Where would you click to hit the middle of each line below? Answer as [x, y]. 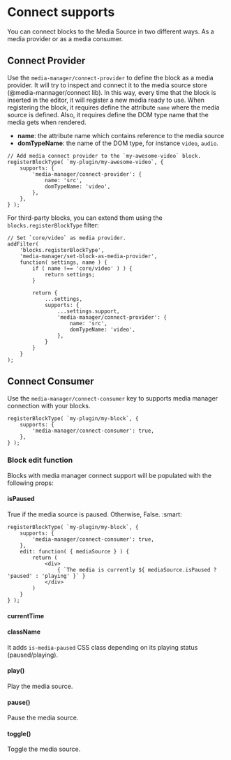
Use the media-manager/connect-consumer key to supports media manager [113, 398]
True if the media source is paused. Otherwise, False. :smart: [95, 514]
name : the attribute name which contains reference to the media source [121, 135]
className [24, 632]
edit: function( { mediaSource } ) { [75, 552]
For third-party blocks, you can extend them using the [85, 218]
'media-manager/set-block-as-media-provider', [89, 256]
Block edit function [40, 460]
